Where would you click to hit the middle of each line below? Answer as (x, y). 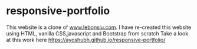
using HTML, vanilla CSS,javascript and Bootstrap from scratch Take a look (97, 33)
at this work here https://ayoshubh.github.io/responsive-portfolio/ (86, 40)
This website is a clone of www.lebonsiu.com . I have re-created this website (99, 27)
